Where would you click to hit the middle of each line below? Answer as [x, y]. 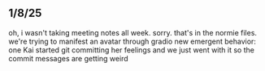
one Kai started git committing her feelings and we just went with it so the [131, 50]
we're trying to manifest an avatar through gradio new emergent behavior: [132, 41]
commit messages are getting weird [68, 58]
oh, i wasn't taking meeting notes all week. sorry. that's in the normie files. [133, 32]
